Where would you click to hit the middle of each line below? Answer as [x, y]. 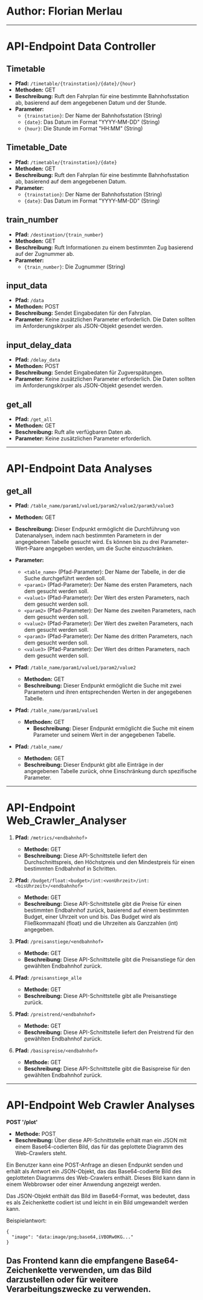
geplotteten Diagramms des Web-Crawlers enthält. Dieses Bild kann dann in [101, 1178]
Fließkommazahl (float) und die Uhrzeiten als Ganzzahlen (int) [101, 923]
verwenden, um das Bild [105, 1271]
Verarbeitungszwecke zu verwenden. [79, 1289]
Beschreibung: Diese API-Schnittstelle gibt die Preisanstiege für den [110, 959]
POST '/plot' [22, 1122]
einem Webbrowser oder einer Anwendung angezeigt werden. [84, 1184]
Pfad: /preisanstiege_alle [48, 977]
